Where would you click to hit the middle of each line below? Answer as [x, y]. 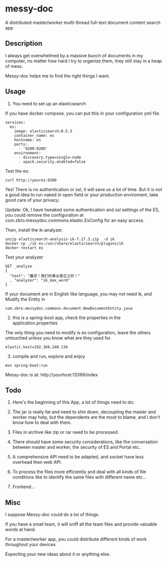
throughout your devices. [31, 545]
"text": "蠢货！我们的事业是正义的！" [45, 276]
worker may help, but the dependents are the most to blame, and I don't [86, 417]
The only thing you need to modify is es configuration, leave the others [78, 332]
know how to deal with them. [42, 423]
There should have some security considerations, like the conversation [85, 442]
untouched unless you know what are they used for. [58, 338]
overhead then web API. [37, 462]
